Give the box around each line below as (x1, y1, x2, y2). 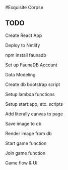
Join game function (5, 150, 46, 156)
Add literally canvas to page (5, 111, 63, 117)
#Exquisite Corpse (5, 5, 44, 10)
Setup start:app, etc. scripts (5, 101, 63, 107)
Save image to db (5, 120, 42, 126)
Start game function (5, 140, 47, 146)
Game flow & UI (5, 159, 38, 166)
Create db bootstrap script (5, 81, 60, 88)
